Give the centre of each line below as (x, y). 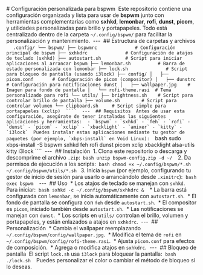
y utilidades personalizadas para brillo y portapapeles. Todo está (87, 28)
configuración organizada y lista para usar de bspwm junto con (85, 15)
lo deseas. (19, 267)
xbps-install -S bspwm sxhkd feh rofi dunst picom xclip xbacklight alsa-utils (101, 145)
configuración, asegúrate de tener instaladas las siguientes (86, 117)
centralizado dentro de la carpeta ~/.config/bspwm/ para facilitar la (89, 34)
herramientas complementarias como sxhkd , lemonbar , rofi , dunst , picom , (100, 21)
